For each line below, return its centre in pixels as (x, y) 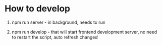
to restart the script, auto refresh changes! (55, 37)
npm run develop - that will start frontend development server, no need (84, 32)
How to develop (37, 9)
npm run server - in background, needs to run (58, 22)
